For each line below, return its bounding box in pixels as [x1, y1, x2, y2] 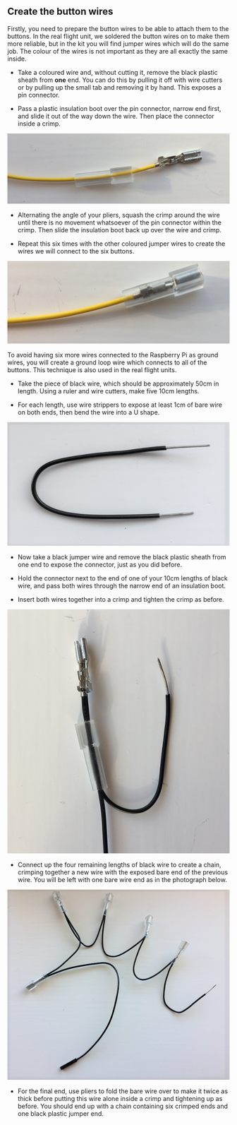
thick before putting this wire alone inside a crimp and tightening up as [17, 1095, 223, 1103]
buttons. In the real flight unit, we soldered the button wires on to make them [7, 32, 230, 40]
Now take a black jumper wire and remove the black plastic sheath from [17, 553, 226, 561]
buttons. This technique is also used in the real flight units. [7, 365, 177, 374]
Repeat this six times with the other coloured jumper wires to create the [17, 239, 226, 248]
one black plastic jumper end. [17, 1109, 104, 1118]
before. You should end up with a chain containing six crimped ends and [17, 1102, 228, 1111]
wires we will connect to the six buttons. [17, 247, 135, 256]
